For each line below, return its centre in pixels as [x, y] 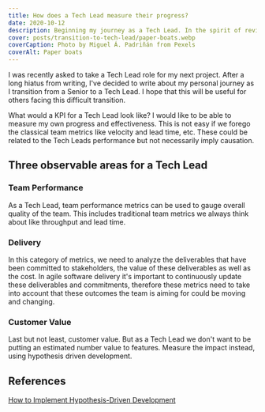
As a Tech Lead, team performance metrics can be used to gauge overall [127, 205]
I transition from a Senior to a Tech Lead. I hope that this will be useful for [127, 91]
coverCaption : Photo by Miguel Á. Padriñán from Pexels [102, 45]
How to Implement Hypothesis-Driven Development [92, 400]
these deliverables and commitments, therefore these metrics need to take [129, 285]
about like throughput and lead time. [67, 221]
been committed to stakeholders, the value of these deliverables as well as [129, 268]
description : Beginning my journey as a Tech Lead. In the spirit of [125, 30]
